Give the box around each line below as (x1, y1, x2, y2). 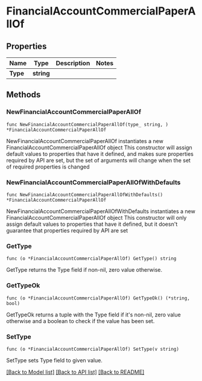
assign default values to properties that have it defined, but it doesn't (6, 220, 178, 228)
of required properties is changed (6, 163, 90, 170)
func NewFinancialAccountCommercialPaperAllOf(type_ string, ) (6, 121, 169, 127)
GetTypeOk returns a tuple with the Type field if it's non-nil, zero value (6, 311, 181, 318)
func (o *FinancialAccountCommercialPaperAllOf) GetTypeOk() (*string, (6, 295, 190, 301)
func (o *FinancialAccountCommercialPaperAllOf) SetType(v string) (6, 346, 180, 352)
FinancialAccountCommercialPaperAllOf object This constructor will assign (6, 144, 193, 151)
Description (55, 59, 90, 67)
